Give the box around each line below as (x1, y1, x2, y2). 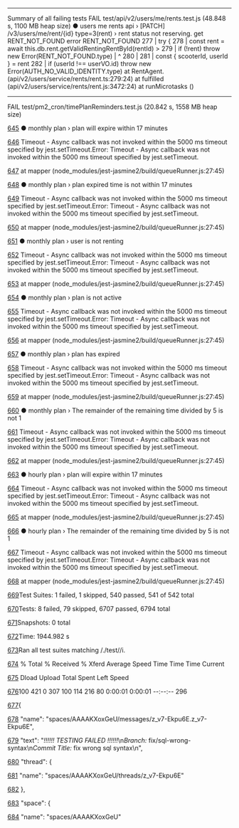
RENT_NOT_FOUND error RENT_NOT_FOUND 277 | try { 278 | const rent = (7, 37, 225, 45)
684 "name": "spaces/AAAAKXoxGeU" (7, 812, 122, 821)
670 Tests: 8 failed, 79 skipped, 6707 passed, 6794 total (7, 605, 171, 612)
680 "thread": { (7, 758, 52, 765)
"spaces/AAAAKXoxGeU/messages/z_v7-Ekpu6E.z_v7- (46, 715, 208, 723)
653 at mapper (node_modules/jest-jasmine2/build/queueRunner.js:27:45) (7, 280, 225, 288)
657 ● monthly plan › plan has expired (7, 350, 120, 358)
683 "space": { (7, 799, 51, 807)
